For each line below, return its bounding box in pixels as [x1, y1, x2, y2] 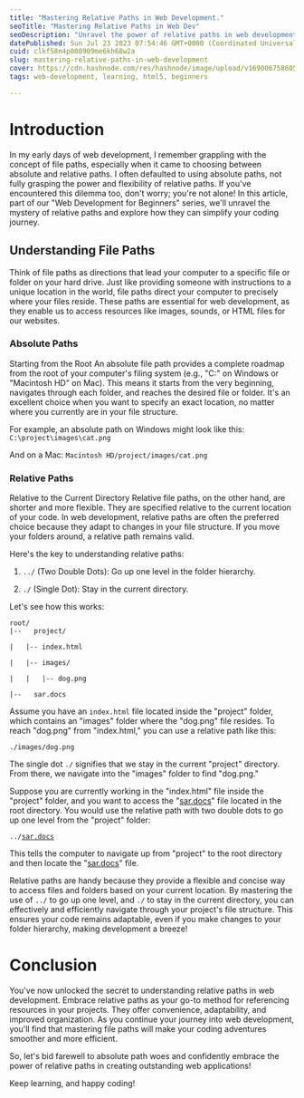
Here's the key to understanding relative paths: [9, 549, 185, 560]
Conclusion [9, 955, 98, 976]
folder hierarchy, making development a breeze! [9, 923, 188, 934]
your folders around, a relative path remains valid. [9, 531, 195, 542]
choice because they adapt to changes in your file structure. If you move [9, 522, 280, 533]
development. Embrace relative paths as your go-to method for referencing [9, 995, 290, 1006]
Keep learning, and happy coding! [9, 1078, 136, 1089]
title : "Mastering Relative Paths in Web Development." [9, 13, 224, 23]
